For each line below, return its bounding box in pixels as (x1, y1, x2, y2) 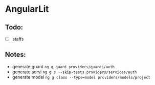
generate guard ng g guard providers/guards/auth (12, 63, 115, 69)
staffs (12, 36, 24, 42)
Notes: (5, 51, 26, 59)
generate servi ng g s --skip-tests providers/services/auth (12, 69, 137, 75)
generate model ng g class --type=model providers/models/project (12, 74, 151, 80)
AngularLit (5, 3, 49, 15)
